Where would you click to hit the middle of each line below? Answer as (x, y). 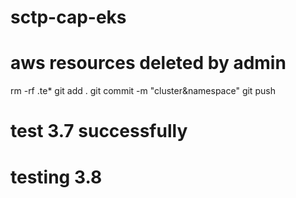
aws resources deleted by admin (148, 63)
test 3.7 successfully (99, 131)
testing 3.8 (56, 177)
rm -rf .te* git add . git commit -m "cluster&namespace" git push (143, 91)
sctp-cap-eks (68, 17)
